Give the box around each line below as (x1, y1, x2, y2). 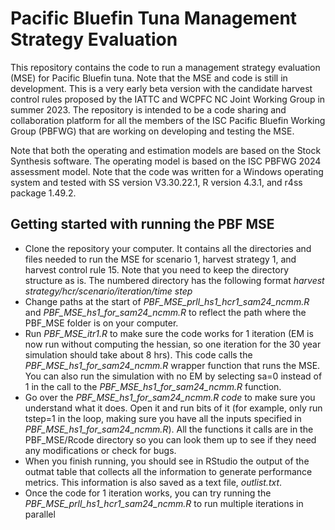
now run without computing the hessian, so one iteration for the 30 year (24, 338, 322, 350)
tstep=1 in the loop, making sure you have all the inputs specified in (24, 412, 302, 424)
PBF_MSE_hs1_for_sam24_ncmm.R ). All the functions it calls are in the (24, 423, 314, 435)
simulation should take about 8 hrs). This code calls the (24, 348, 253, 361)
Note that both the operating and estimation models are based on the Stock (10, 144, 322, 156)
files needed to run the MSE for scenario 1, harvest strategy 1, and (24, 253, 297, 265)
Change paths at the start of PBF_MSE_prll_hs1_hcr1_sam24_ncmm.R (24, 295, 310, 307)
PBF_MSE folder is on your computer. (24, 317, 179, 329)
